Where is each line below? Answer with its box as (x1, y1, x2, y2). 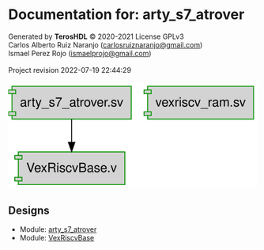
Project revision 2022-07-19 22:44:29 (8, 65, 132, 74)
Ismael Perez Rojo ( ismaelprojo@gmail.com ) (8, 48, 152, 58)
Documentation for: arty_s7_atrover (8, 6, 245, 24)
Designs (8, 204, 50, 218)
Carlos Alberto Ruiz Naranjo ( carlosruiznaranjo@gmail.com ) (8, 40, 203, 49)
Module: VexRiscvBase (19, 233, 95, 243)
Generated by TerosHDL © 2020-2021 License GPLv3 (8, 32, 184, 41)
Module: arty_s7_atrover (19, 225, 97, 234)
